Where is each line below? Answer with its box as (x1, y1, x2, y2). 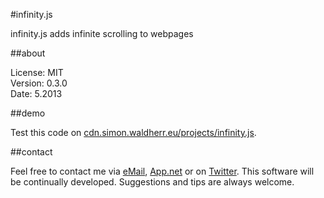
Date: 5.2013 (10, 88, 63, 99)
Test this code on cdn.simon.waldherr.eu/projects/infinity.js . (10, 127, 257, 138)
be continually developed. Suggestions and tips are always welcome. (10, 176, 295, 188)
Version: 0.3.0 (10, 77, 68, 89)
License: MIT (10, 67, 64, 78)
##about (10, 47, 46, 59)
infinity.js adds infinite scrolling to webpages (10, 28, 194, 39)
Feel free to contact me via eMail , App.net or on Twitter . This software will (10, 165, 315, 177)
